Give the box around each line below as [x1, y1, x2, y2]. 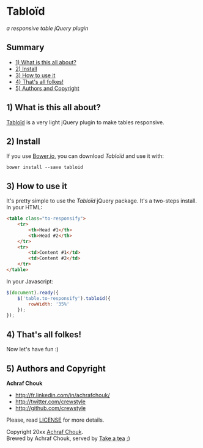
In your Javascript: [6, 277, 54, 285]
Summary [6, 42, 45, 53]
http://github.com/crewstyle [15, 404, 86, 411]
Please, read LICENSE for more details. [6, 416, 105, 424]
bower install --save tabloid [6, 164, 84, 171]
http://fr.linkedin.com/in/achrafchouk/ [15, 391, 110, 398]
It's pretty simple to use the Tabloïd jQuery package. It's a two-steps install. [6, 197, 197, 204]
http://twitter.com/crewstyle [15, 398, 86, 405]
